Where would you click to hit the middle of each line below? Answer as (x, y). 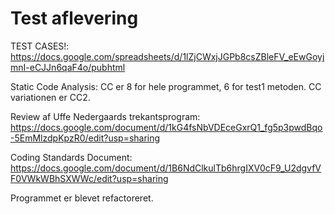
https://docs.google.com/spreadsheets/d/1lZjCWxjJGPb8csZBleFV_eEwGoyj (167, 56)
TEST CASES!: (40, 46)
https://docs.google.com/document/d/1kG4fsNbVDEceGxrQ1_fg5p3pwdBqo (166, 127)
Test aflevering (74, 18)
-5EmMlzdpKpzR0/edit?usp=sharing (85, 138)
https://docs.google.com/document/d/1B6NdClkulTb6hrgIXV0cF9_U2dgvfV (166, 168)
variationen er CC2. (50, 97)
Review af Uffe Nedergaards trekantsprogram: (105, 116)
